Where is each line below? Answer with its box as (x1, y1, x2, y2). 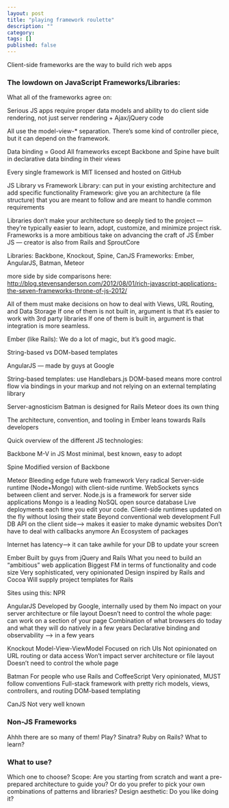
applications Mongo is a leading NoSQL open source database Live (7, 498, 196, 507)
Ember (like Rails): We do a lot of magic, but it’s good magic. (7, 335, 176, 343)
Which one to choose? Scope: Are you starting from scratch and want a (7, 772, 208, 781)
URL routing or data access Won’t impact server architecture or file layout (7, 652, 215, 660)
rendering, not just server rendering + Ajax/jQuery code (7, 114, 164, 122)
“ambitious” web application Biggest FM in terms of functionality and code (7, 561, 217, 569)
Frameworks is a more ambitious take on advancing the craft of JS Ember (7, 231, 214, 240)
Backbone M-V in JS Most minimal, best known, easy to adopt (7, 450, 183, 458)
